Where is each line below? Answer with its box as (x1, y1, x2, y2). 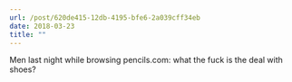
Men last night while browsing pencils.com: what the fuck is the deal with (9, 55, 284, 66)
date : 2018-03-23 (9, 22, 75, 31)
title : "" (9, 30, 47, 39)
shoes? (9, 64, 36, 75)
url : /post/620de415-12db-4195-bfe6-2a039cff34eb (9, 13, 201, 23)
